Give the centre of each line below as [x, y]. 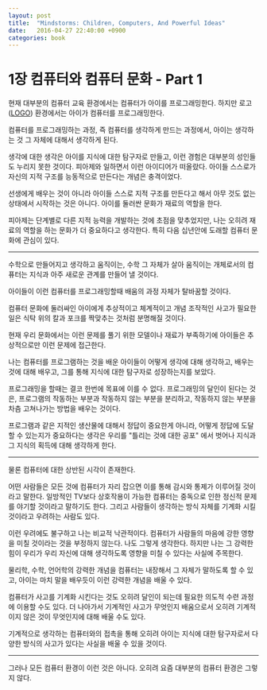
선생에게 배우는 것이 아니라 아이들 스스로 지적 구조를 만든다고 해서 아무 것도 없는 [132, 194]
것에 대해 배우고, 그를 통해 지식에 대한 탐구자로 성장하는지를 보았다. [112, 372]
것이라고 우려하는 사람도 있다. [54, 517]
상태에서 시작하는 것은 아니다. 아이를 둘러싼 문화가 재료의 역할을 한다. [115, 204]
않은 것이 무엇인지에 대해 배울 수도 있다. [84, 617]
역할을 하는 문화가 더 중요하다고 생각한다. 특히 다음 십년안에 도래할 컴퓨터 [136, 231]
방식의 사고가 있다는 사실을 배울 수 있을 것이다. [95, 644]
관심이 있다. [41, 240]
